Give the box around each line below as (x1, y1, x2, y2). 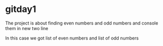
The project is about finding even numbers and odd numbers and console (5, 20, 158, 26)
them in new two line (5, 25, 48, 31)
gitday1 (5, 3, 36, 15)
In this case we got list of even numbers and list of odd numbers (5, 35, 139, 41)
